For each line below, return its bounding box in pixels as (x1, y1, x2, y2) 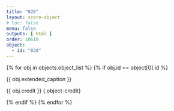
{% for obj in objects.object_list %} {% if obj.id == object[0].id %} (6, 64, 169, 71)
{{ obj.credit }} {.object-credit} (6, 87, 81, 94)
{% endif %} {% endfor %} (6, 98, 73, 106)
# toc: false (6, 20, 39, 26)
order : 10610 (6, 36, 39, 42)
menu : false (6, 25, 36, 32)
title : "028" (6, 8, 39, 15)
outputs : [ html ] (6, 31, 52, 37)
